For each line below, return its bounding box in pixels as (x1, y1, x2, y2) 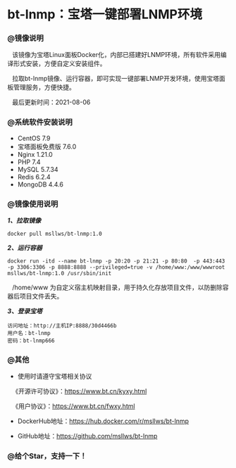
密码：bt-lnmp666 (7, 337, 55, 345)
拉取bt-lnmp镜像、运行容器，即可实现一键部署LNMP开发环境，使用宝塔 (11, 75, 220, 83)
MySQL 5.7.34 (17, 165, 58, 173)
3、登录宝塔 (7, 307, 43, 315)
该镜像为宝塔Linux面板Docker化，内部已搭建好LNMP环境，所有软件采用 (11, 51, 221, 59)
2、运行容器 (7, 244, 42, 252)
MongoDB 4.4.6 (17, 180, 63, 189)
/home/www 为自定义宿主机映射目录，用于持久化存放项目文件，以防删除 (11, 283, 223, 292)
